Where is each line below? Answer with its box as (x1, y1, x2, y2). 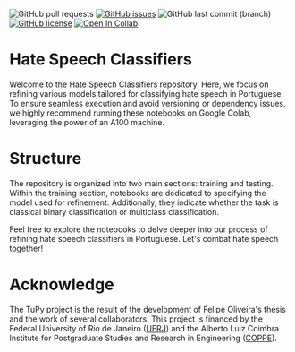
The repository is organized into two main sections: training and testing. (9, 177, 274, 188)
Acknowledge (9, 274, 114, 295)
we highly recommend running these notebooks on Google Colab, (9, 107, 252, 118)
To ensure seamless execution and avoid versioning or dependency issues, (9, 98, 286, 108)
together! (9, 243, 43, 253)
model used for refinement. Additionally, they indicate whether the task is (9, 197, 279, 208)
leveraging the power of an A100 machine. (9, 116, 165, 127)
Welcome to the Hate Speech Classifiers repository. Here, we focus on (9, 79, 269, 90)
